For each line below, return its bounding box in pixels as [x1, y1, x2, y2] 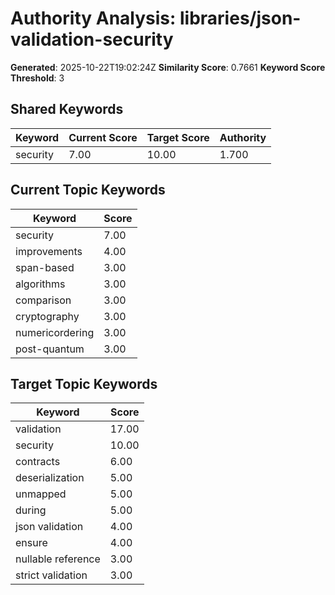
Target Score [146, 130, 210, 144]
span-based [15, 260, 75, 274]
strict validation [15, 568, 88, 582]
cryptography [15, 309, 80, 323]
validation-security [10, 28, 174, 51]
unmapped [15, 487, 67, 501]
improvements [15, 244, 83, 258]
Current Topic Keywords [10, 182, 166, 199]
